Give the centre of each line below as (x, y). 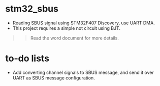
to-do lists (27, 58)
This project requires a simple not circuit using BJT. (67, 28)
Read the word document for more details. (75, 38)
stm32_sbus (32, 9)
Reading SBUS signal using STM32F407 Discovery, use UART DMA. (84, 23)
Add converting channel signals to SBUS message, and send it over (83, 72)
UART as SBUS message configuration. (54, 78)
